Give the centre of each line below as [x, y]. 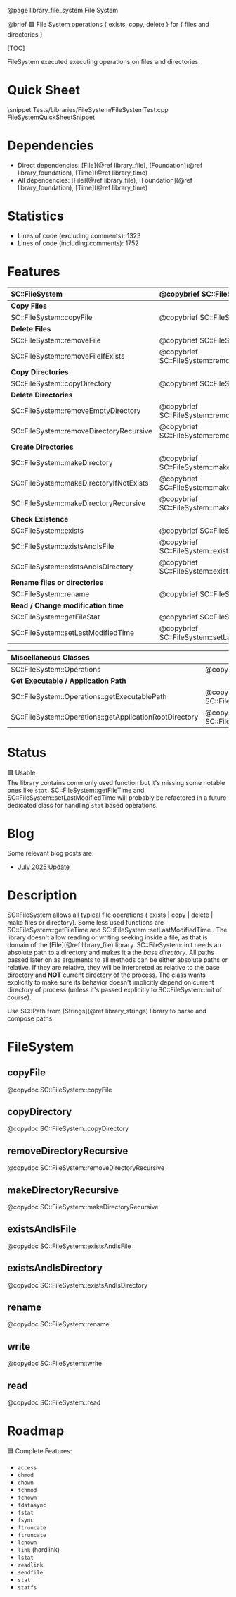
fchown [27, 1498]
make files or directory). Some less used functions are [86, 922]
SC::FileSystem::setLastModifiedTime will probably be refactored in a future [117, 797]
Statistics [36, 216]
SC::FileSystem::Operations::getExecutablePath [89, 696]
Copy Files [29, 306]
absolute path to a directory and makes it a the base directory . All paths [111, 952]
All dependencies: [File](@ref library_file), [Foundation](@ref [105, 180]
